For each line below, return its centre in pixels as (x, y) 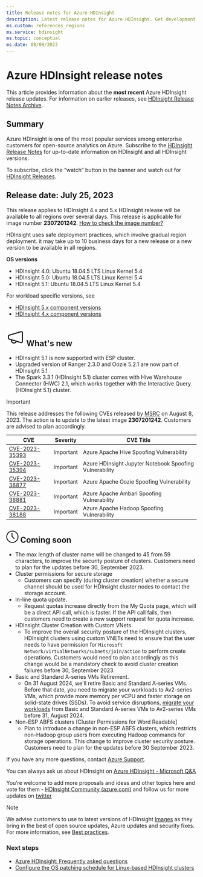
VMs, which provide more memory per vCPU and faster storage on (107, 696)
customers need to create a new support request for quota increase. (109, 619)
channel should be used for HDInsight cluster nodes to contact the (107, 587)
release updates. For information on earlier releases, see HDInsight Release (100, 98)
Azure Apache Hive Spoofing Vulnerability (135, 452)
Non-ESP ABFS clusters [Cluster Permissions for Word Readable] (96, 722)
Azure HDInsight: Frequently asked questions (71, 861)
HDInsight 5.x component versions (58, 307)
